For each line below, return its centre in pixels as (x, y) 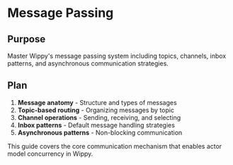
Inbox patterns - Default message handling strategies (96, 125)
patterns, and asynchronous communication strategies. (88, 63)
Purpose (27, 39)
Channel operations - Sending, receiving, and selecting (99, 117)
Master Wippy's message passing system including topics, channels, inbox (117, 56)
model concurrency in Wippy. (50, 154)
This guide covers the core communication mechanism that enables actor (115, 146)
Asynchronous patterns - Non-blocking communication (100, 133)
